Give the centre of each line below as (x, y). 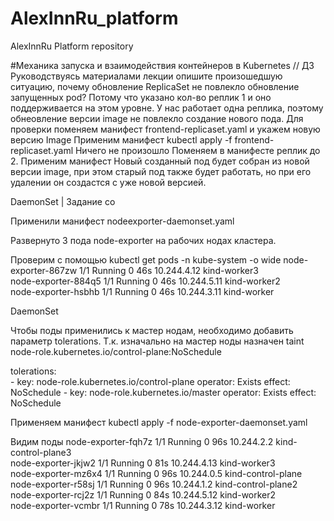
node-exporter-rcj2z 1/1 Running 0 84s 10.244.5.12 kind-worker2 (143, 494)
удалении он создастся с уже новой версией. (108, 182)
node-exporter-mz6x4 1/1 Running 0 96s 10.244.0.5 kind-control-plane (156, 473)
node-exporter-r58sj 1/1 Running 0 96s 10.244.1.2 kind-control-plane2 (154, 484)
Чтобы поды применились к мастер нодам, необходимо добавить (152, 330)
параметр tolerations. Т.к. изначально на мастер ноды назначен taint (157, 341)
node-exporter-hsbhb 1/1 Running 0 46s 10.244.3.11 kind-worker (142, 291)
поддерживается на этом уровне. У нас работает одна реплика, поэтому (167, 108)
